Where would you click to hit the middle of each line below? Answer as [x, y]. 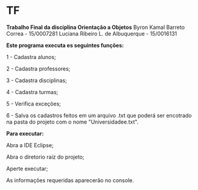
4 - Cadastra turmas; [32, 92]
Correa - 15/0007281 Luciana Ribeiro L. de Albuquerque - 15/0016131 [92, 33]
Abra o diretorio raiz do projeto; [45, 157]
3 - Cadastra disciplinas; [37, 80]
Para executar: [25, 133]
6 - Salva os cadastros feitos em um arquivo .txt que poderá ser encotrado [99, 115]
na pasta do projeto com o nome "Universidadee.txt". [72, 122]
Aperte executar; [27, 168]
